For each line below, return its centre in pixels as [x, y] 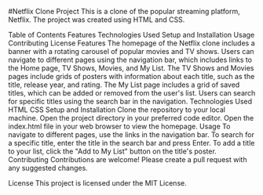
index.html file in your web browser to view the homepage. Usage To [119, 126]
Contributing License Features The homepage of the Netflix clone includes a [131, 43]
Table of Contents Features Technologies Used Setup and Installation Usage [131, 35]
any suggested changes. [48, 168]
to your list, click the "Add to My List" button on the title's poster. [113, 151]
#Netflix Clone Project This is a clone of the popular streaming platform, [124, 11]
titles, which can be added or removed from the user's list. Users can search [132, 93]
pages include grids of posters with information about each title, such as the [131, 76]
